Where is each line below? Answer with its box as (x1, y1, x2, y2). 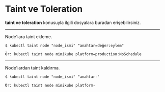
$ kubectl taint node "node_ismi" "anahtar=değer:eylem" (5, 43, 124, 48)
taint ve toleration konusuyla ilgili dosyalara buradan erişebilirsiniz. (5, 20, 141, 25)
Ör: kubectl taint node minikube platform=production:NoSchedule (5, 51, 141, 57)
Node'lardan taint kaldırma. (5, 65, 60, 70)
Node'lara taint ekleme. (5, 33, 53, 40)
